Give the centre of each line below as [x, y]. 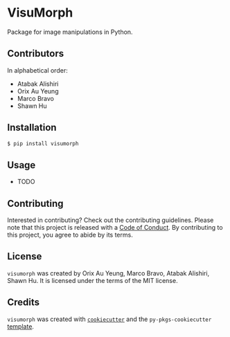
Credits [24, 302]
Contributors [36, 54]
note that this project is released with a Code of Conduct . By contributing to [115, 228]
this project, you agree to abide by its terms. [70, 235]
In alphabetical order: [37, 70]
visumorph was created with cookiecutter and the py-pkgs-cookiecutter [109, 319]
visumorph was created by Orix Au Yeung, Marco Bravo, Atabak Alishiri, [108, 273]
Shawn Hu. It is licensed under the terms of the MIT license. [92, 280]
